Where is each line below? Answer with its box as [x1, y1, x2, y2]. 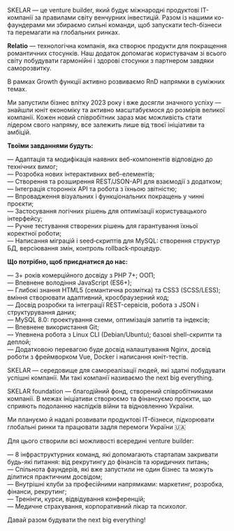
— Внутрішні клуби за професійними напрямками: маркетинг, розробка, [7, 480, 224, 488]
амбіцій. [7, 128, 31, 136]
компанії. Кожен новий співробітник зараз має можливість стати [7, 113, 203, 121]
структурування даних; [7, 308, 77, 316]
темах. [7, 85, 27, 93]
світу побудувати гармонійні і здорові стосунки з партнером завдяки [7, 57, 214, 65]
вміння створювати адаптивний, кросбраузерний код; [7, 293, 170, 301]
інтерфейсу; [7, 214, 43, 223]
